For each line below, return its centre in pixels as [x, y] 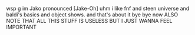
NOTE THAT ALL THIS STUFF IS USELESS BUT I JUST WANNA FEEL [89, 21]
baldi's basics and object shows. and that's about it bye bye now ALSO [92, 15]
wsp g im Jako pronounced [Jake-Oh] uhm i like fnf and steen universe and [98, 8]
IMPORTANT [22, 27]
